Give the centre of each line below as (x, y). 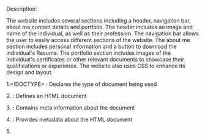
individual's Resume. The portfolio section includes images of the (89, 53)
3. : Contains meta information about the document (71, 108)
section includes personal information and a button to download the (92, 46)
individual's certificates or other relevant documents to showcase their (95, 59)
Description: (22, 9)
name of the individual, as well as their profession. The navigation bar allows (102, 33)
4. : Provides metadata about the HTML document (69, 119)
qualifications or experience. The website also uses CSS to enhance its (96, 66)
